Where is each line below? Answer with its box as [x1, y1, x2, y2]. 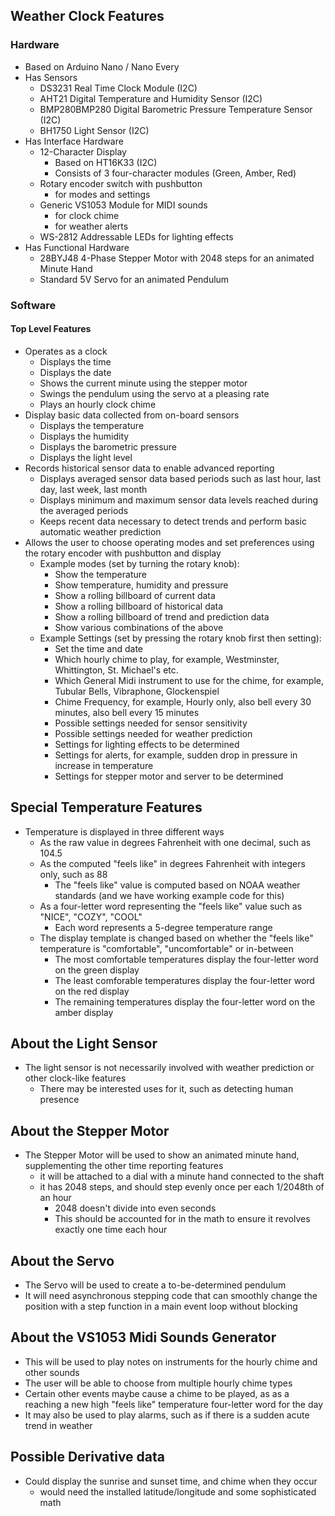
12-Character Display [39, 145, 127, 158]
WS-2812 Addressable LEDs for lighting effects [39, 230, 234, 243]
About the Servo [10, 1252, 115, 1269]
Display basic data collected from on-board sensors [24, 409, 240, 421]
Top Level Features [10, 323, 92, 335]
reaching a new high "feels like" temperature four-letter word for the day [24, 1398, 324, 1410]
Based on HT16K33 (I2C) [54, 156, 158, 168]
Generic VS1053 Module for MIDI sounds [39, 199, 208, 211]
